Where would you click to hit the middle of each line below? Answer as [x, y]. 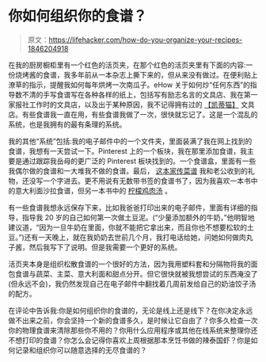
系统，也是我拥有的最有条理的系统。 [67, 124]
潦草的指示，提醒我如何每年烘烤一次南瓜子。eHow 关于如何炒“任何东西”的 [129, 85]
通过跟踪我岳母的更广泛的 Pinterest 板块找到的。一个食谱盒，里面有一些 [139, 161]
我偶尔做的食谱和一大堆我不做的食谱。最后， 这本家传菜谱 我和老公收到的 [128, 170]
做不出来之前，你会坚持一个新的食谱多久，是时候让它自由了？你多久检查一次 [133, 320]
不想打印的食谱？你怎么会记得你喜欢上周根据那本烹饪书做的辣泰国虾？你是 [129, 340]
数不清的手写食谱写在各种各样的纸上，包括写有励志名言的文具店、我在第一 [136, 94]
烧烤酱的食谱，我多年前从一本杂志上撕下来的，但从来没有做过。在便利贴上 [136, 74]
